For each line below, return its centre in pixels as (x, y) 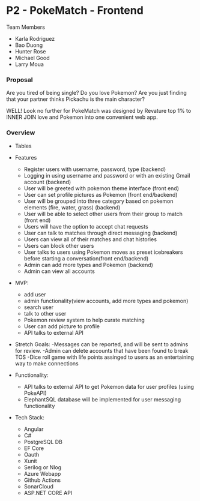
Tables (23, 146)
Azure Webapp (42, 473)
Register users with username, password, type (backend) (95, 169)
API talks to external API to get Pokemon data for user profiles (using (109, 386)
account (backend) (47, 182)
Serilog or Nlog (43, 467)
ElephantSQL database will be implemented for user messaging (102, 399)
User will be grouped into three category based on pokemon (98, 201)
